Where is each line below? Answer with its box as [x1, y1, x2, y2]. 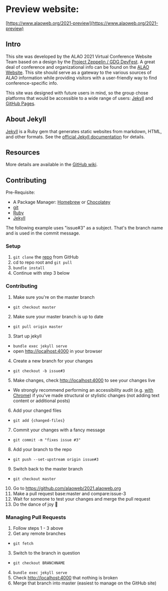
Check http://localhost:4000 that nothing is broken [13, 575, 118, 581]
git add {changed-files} [13, 418, 65, 423]
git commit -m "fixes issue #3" [13, 437, 81, 442]
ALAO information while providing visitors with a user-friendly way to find [6, 74, 157, 81]
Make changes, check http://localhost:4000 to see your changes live [13, 377, 155, 383]
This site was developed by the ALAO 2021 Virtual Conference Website [6, 53, 152, 59]
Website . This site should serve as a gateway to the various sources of [6, 69, 152, 75]
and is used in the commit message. [6, 230, 80, 237]
